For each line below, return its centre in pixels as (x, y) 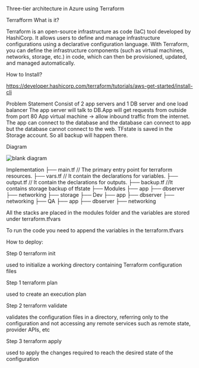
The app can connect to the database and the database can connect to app (99, 123)
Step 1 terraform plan (32, 283)
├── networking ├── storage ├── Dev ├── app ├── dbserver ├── (90, 195)
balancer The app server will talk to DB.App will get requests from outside (97, 110)
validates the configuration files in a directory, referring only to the (87, 317)
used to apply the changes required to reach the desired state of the (90, 353)
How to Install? (24, 74)
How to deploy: (25, 242)
